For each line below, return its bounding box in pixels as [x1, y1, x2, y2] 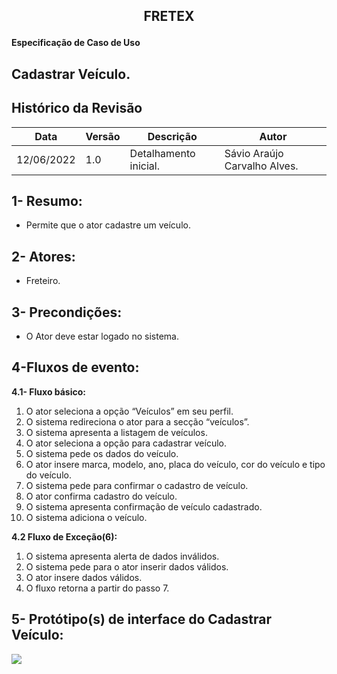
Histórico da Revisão [11, 100, 143, 117]
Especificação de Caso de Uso [11, 37, 141, 49]
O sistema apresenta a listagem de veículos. [25, 426, 208, 438]
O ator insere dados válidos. [25, 571, 143, 583]
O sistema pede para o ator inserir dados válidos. [25, 560, 229, 573]
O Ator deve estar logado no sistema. [25, 330, 179, 343]
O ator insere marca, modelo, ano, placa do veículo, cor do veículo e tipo [25, 458, 326, 470]
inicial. [129, 159, 160, 173]
